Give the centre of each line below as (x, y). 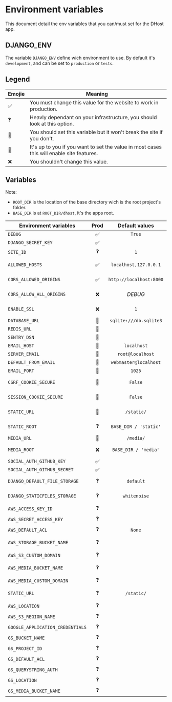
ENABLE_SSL (21, 309)
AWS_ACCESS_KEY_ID (30, 509)
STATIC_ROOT (23, 427)
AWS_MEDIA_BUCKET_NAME (35, 568)
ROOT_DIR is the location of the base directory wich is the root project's (87, 202)
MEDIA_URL (20, 438)
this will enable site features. (64, 153)
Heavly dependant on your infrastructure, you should (93, 117)
